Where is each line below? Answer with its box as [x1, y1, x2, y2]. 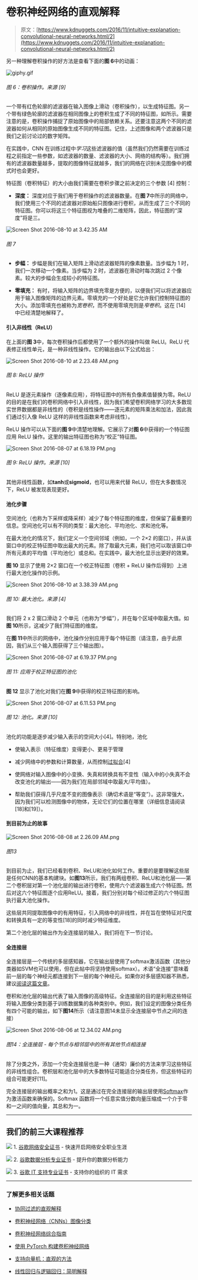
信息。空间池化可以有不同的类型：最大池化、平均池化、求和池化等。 [6, 522, 171, 529]
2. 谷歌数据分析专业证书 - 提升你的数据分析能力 [13, 1156, 128, 1163]
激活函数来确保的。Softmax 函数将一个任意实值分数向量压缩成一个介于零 [11, 1095, 188, 1102]
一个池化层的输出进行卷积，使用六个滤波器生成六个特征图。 [42, 882, 187, 889]
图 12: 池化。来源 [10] [6, 714, 58, 721]
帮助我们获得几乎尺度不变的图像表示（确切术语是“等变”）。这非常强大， [14, 791, 187, 798]
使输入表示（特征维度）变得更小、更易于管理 [14, 745, 124, 753]
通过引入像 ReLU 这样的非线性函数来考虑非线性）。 [11, 413, 134, 420]
